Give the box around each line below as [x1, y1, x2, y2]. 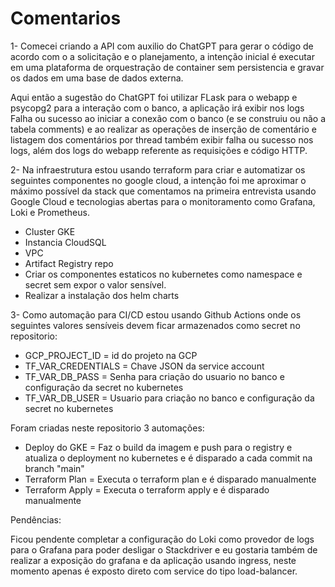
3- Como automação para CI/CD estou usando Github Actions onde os [10, 308, 302, 321]
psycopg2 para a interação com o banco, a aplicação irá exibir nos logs [10, 102, 305, 114]
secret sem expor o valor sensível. [24, 278, 167, 291]
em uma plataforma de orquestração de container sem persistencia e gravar [10, 61, 325, 73]
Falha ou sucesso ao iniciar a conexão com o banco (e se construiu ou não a [10, 112, 327, 124]
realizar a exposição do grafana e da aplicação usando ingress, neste [10, 554, 297, 566]
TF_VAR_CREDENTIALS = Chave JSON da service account [24, 360, 265, 372]
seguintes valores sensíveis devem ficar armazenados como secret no [10, 319, 301, 331]
